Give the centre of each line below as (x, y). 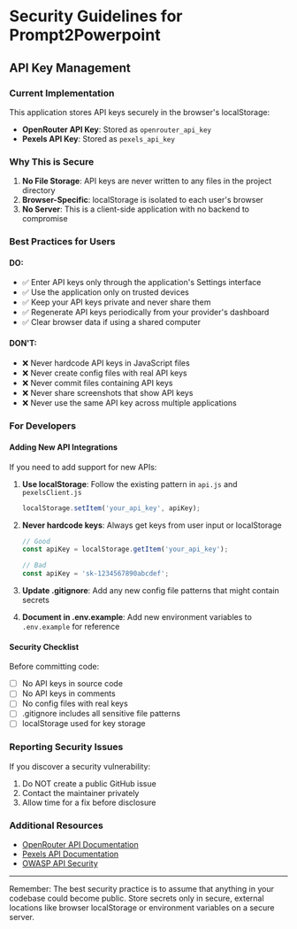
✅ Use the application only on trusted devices (106, 292)
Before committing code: (54, 667)
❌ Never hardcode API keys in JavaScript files (106, 363)
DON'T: (23, 343)
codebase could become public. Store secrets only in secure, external (137, 898)
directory (38, 190)
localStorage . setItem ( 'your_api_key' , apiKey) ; (111, 508)
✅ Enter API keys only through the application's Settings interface (141, 283)
